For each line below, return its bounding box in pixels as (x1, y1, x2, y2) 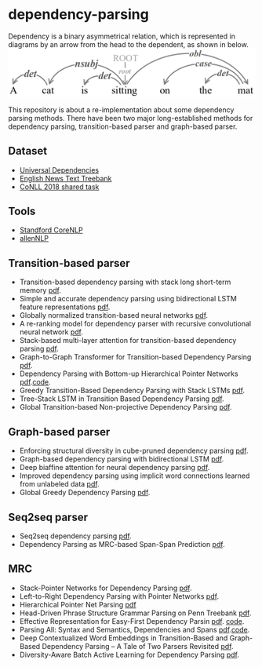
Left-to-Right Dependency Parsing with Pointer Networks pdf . (19, 591, 220, 601)
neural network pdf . (19, 327, 84, 337)
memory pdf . (19, 286, 61, 295)
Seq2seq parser (8, 510, 89, 523)
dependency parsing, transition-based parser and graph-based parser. (8, 122, 238, 131)
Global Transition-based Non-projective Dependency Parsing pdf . (19, 403, 232, 412)
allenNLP (19, 234, 49, 243)
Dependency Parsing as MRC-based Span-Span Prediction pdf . (19, 539, 225, 549)
